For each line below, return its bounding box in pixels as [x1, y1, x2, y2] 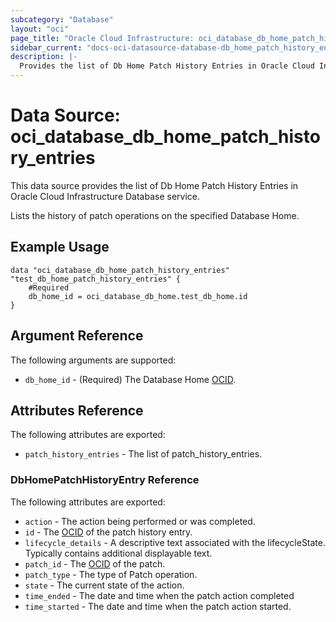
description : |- [10, 52, 78, 62]
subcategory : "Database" [10, 14, 114, 25]
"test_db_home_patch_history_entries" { [10, 274, 182, 284]
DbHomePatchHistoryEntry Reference [10, 473, 200, 487]
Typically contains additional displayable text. [24, 547, 213, 559]
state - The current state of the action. [24, 579, 185, 591]
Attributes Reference [10, 402, 144, 419]
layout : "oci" [10, 24, 70, 34]
